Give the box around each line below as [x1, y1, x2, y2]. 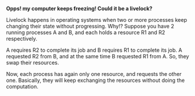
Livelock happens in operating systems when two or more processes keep [6, 16, 187, 23]
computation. [6, 83, 38, 90]
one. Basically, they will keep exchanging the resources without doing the [6, 77, 185, 84]
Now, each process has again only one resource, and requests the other [6, 71, 182, 77]
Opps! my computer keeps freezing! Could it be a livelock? [6, 5, 152, 12]
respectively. [6, 35, 37, 42]
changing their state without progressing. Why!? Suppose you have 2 [6, 23, 174, 29]
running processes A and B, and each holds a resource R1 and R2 [6, 29, 165, 36]
